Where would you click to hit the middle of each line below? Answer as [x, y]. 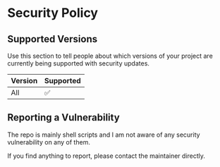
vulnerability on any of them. [49, 142]
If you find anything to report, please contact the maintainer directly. [106, 156]
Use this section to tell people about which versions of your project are [110, 56]
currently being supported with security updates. [79, 63]
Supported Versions [52, 39]
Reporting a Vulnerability [63, 118]
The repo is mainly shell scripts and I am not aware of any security [104, 135]
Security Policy [53, 13]
